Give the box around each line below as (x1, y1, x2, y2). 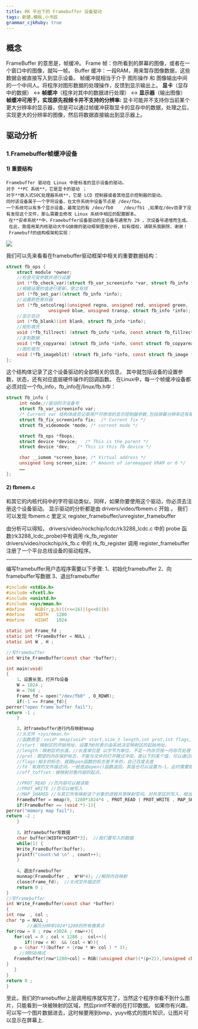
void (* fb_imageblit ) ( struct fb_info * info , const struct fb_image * (16, 352, 194, 358)
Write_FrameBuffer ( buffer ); (16, 846, 85, 852)
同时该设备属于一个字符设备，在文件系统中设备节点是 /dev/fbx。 (6, 198, 144, 204)
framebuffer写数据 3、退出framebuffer (6, 573, 100, 580)
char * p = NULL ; (6, 917, 49, 923)
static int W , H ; (6, 638, 54, 645)
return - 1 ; (6, 709, 35, 716)
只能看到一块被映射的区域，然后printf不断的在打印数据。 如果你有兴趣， (16, 1002, 191, 1009)
